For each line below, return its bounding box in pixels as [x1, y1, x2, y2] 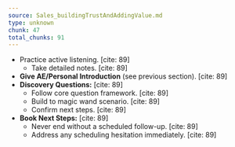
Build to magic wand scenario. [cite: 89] [31, 97, 161, 106]
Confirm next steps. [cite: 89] [31, 105, 127, 115]
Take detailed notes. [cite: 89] [31, 64, 128, 73]
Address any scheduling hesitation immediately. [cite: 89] [31, 130, 217, 140]
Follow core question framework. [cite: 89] [31, 88, 169, 98]
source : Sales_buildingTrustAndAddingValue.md [8, 11, 163, 20]
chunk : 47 [8, 26, 41, 34]
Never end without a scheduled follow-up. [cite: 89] [31, 122, 198, 131]
